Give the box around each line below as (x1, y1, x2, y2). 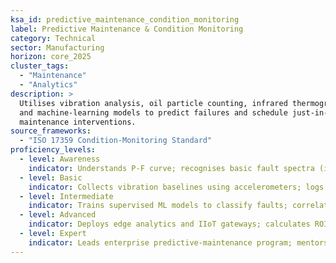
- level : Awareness (19, 154, 101, 164)
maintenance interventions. (19, 117, 137, 127)
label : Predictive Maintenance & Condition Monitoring (10, 24, 244, 34)
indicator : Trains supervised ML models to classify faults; (28, 201, 288, 211)
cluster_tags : (10, 61, 70, 71)
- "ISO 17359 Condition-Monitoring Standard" (19, 136, 213, 146)
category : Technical (10, 33, 97, 43)
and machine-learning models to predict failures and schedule (19, 107, 288, 118)
